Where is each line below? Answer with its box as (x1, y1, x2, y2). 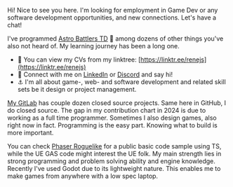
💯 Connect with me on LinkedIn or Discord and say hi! (17, 70, 173, 78)
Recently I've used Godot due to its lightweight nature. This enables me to (7, 165, 221, 172)
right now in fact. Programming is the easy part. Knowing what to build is (7, 121, 218, 129)
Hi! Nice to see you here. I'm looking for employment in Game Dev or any (7, 6, 218, 14)
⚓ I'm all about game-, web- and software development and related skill (17, 78, 226, 86)
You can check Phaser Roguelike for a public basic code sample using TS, (7, 142, 222, 150)
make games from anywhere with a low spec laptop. (7, 172, 159, 180)
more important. (7, 129, 54, 137)
